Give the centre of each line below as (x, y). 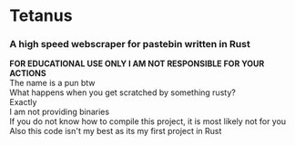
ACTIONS (28, 73)
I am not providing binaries (60, 112)
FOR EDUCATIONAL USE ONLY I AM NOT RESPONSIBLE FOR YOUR (137, 63)
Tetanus (41, 16)
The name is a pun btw (52, 83)
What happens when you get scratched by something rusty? (123, 92)
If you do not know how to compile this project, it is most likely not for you (148, 121)
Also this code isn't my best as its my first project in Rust (116, 131)
